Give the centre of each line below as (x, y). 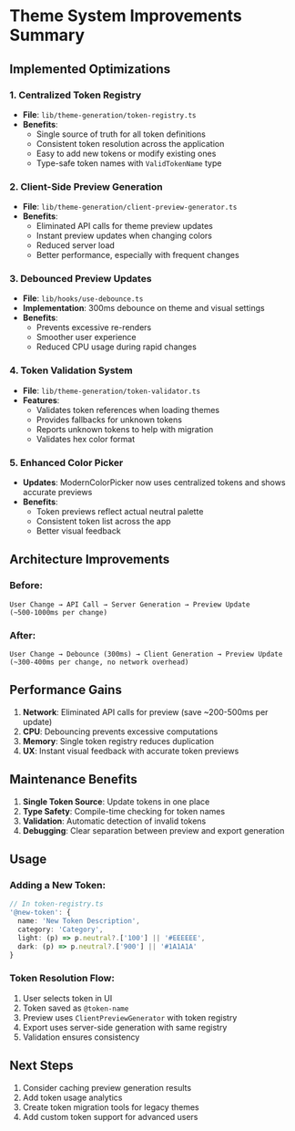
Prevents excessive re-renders (94, 327)
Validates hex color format (86, 439)
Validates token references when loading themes (128, 410)
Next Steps (41, 1066)
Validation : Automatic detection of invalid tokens (114, 821)
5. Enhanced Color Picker (66, 462)
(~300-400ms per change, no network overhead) (99, 662)
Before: (26, 586)
